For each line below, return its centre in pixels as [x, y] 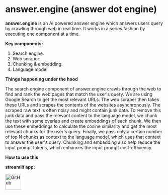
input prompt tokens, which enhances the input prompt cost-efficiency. [79, 147]
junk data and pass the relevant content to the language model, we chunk [81, 115]
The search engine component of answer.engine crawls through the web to [83, 88]
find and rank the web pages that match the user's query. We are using [79, 94]
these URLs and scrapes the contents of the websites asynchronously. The [83, 105]
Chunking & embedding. [37, 64]
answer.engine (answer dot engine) [81, 9]
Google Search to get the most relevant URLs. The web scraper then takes [82, 100]
